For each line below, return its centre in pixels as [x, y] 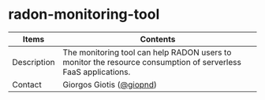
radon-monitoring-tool [84, 14]
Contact [27, 84]
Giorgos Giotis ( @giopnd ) [110, 84]
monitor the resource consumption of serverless [152, 62]
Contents [158, 39]
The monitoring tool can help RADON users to [147, 52]
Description [34, 62]
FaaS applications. [97, 72]
